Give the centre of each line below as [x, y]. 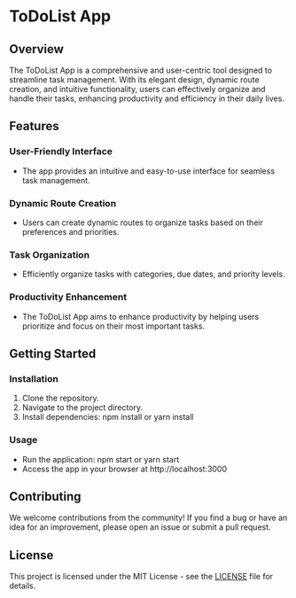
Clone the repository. [60, 398]
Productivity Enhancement [68, 297]
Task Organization [50, 254]
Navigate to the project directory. [82, 408]
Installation [34, 378]
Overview [37, 49]
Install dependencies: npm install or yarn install [108, 417]
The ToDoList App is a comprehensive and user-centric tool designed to [141, 70]
